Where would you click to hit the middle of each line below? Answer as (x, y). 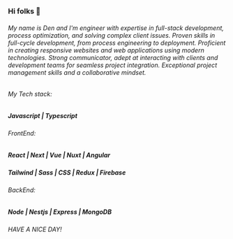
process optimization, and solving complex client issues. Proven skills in (112, 35)
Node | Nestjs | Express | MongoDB (60, 212)
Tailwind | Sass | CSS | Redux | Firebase (67, 173)
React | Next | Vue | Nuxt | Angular (59, 155)
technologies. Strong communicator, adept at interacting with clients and (113, 57)
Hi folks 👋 (24, 11)
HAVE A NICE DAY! (35, 229)
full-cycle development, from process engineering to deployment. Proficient (117, 43)
